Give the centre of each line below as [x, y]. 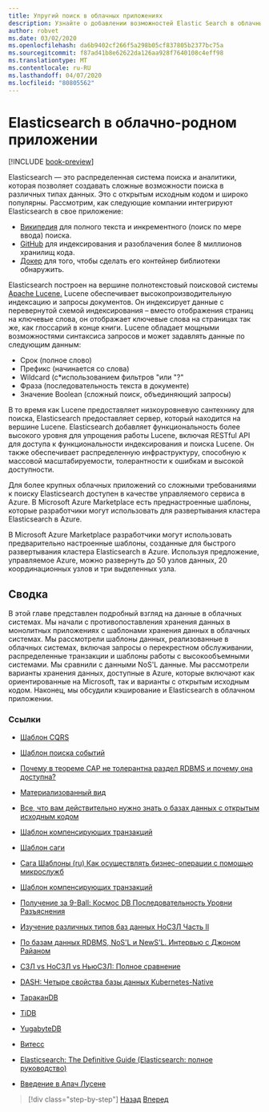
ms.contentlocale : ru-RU [50, 68]
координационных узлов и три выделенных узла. [92, 569]
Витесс [32, 1044]
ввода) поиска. [46, 235]
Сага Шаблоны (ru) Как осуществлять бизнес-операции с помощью [137, 862]
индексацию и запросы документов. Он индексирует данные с [116, 302]
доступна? [38, 777]
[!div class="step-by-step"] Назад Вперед [98, 1099]
